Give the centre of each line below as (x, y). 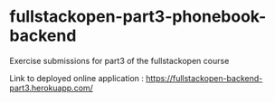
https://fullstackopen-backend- (204, 78)
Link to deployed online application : (77, 78)
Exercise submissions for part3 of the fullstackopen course (119, 60)
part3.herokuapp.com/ (51, 88)
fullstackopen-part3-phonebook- (138, 17)
